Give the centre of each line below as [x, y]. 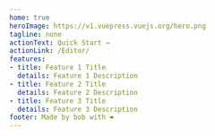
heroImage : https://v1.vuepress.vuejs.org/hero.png [107, 26]
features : [28, 59]
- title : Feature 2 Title [57, 84]
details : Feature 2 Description [78, 92]
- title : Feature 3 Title [57, 101]
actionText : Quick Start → [60, 42]
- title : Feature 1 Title [57, 68]
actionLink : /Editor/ [50, 51]
